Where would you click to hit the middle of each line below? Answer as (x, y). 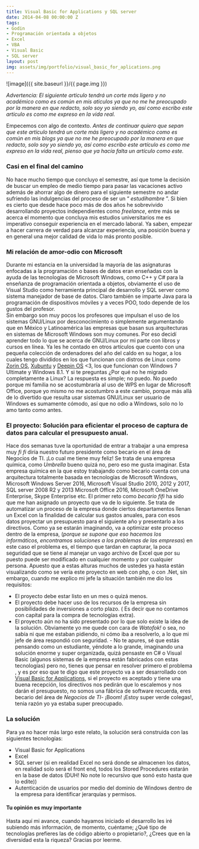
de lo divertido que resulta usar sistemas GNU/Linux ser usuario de (88, 397)
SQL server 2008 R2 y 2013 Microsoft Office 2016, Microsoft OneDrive (92, 490)
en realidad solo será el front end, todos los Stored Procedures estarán (102, 769)
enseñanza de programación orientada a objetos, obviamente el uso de (93, 284)
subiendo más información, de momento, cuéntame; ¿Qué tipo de (86, 827)
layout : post (22, 61)
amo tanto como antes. (34, 410)
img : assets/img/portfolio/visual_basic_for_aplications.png (83, 67)
